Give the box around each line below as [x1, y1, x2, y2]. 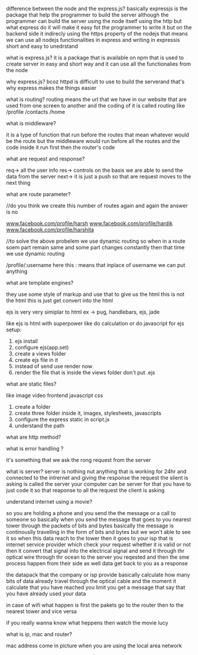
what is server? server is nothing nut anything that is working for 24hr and [6, 468, 187, 475]
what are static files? [6, 380, 57, 387]
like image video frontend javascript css [6, 392, 103, 399]
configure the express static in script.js [14, 416, 110, 423]
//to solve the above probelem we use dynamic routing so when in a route [6, 237, 186, 245]
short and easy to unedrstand [6, 43, 79, 50]
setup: [6, 326, 22, 333]
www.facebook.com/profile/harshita [6, 226, 95, 233]
